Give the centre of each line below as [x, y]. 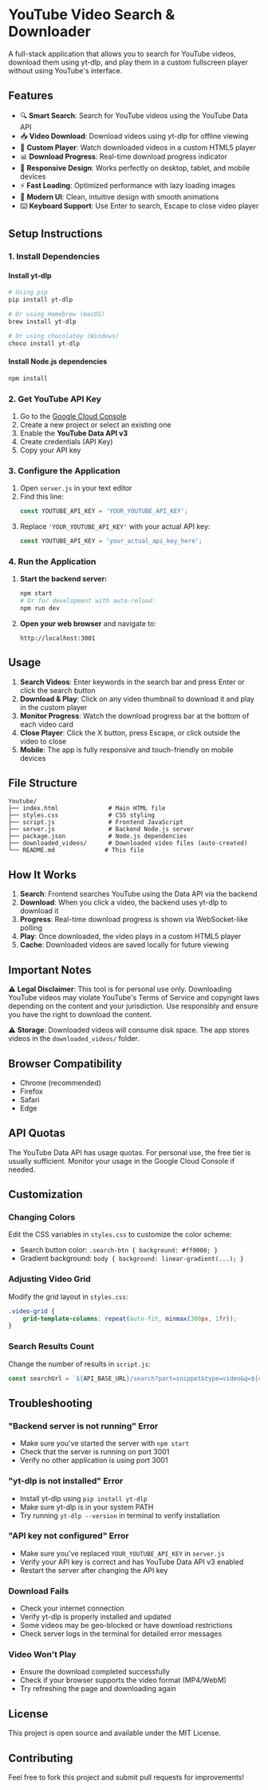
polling [31, 928]
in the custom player [53, 707]
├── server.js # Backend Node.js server [101, 830]
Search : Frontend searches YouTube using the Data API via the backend [138, 894]
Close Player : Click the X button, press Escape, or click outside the [130, 732]
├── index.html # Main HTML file [87, 808]
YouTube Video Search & [92, 15]
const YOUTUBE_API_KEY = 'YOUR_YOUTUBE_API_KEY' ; [104, 511]
